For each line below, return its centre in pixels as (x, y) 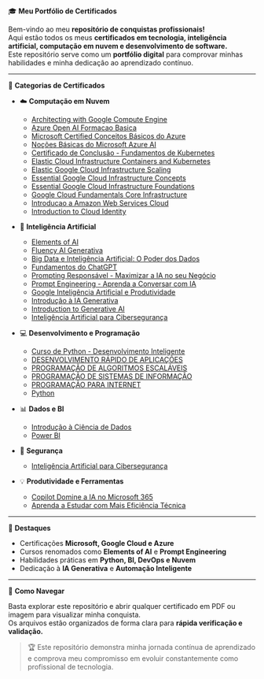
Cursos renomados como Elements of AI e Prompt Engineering (123, 551)
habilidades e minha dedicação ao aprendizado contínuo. (101, 63)
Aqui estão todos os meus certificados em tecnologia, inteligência (117, 37)
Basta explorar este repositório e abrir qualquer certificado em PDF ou (122, 606)
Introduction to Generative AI (78, 309)
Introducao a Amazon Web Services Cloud (100, 203)
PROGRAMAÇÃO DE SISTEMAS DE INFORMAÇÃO (112, 376)
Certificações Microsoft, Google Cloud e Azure (97, 543)
